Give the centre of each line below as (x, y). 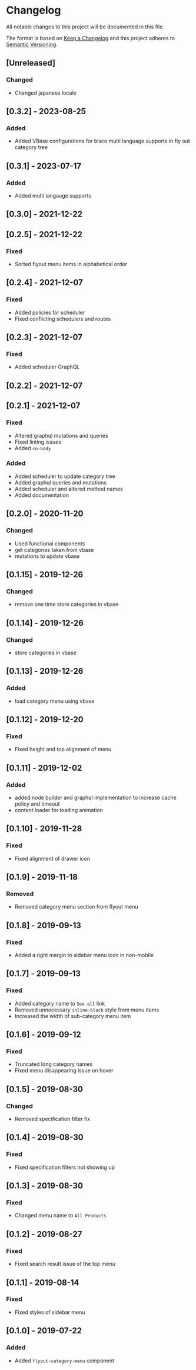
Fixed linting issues (38, 442)
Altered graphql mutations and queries (61, 435)
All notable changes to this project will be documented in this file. (85, 27)
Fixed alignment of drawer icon (52, 858)
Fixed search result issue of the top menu (65, 1264)
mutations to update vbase (47, 556)
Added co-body (33, 448)
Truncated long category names (54, 1064)
